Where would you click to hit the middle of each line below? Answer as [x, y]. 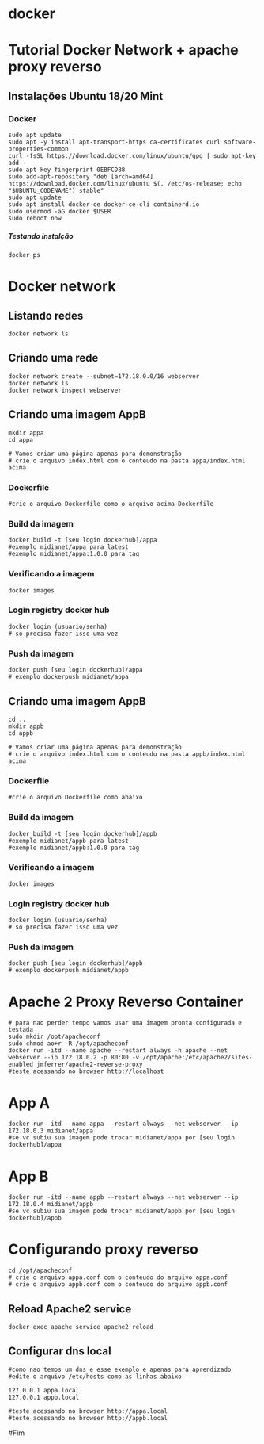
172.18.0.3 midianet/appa [51, 1131]
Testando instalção [41, 236]
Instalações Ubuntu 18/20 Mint [86, 96]
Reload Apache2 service [70, 1309]
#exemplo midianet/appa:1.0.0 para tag [74, 554]
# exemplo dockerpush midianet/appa [68, 677]
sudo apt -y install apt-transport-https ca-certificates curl [115, 142]
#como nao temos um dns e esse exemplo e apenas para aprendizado [120, 1369]
